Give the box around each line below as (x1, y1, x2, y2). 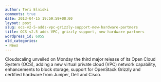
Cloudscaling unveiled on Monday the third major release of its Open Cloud (5, 56, 156, 62)
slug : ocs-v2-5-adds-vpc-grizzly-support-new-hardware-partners (5, 25, 138, 30)
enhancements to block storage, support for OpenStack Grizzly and (5, 66, 141, 72)
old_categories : (5, 39, 38, 43)
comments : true (5, 12, 36, 16)
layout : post (5, 20, 32, 26)
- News (5, 43, 18, 48)
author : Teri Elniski (5, 7, 49, 12)
